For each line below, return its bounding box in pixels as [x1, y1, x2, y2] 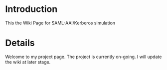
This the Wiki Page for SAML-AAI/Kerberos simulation [5, 20, 116, 26]
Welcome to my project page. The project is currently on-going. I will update [5, 54, 162, 60]
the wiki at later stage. [5, 59, 51, 65]
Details [5, 37, 35, 49]
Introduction [5, 3, 58, 15]
